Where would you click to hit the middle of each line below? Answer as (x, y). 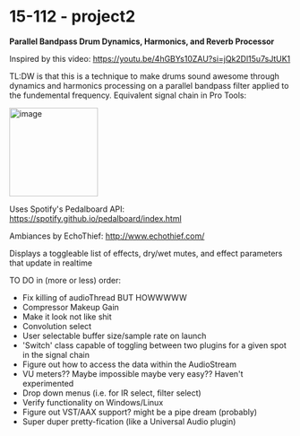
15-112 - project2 (73, 17)
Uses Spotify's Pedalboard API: (67, 209)
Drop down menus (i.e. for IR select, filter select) (111, 393)
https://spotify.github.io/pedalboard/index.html (95, 218)
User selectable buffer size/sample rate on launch (114, 336)
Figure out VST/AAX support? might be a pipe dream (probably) (140, 412)
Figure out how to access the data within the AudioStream (129, 364)
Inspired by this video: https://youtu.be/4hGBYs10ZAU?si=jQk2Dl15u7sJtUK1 (150, 58)
